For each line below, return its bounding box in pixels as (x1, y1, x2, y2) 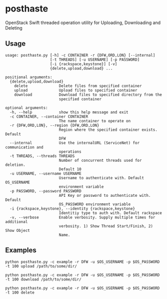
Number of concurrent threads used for (58, 158, 142, 163)
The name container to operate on (58, 118, 131, 123)
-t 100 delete (5, 290, 35, 295)
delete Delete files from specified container (14, 83, 142, 88)
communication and (5, 145, 43, 150)
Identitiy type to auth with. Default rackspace (58, 210, 162, 215)
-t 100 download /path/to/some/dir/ (5, 276, 81, 282)
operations (58, 149, 81, 154)
